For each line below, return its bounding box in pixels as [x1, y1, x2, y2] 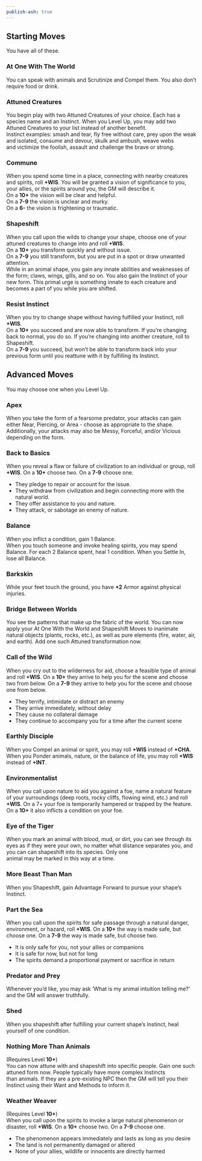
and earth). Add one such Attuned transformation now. [6, 638, 142, 645]
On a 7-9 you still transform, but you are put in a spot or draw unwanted [6, 252, 185, 260]
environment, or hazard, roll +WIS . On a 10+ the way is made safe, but [6, 926, 181, 932]
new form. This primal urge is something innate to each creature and [6, 278, 177, 285]
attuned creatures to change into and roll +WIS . [6, 239, 125, 247]
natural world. [14, 493, 50, 501]
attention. [6, 259, 30, 266]
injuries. [6, 590, 26, 597]
